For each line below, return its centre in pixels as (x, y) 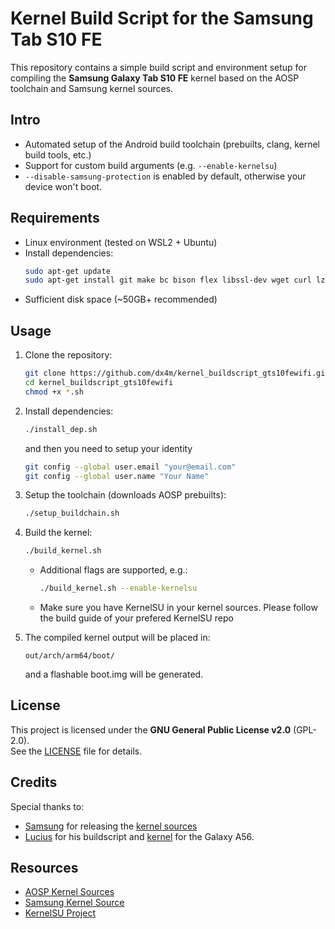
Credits (34, 782)
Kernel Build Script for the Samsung (162, 18)
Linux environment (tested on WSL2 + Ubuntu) (121, 242)
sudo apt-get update (67, 271)
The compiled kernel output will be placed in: (117, 637)
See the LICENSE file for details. (76, 751)
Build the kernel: (58, 533)
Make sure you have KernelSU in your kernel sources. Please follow (178, 607)
